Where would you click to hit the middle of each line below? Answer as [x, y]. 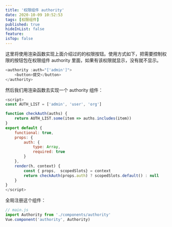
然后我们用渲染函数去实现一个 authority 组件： [54, 90]
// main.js [17, 210]
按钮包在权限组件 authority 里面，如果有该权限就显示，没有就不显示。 [88, 60]
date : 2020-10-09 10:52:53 [34, 15]
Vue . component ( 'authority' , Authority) [48, 219]
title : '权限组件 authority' [35, 10]
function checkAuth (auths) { [36, 114]
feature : [15, 34]
